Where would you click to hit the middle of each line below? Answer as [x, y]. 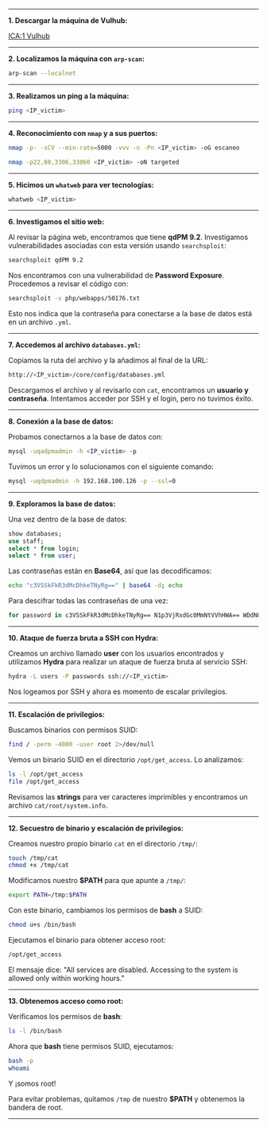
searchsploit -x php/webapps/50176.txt [74, 299]
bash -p [21, 1061]
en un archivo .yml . [40, 322]
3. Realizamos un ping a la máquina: [69, 95]
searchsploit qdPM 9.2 [46, 260]
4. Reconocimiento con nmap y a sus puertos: [83, 133]
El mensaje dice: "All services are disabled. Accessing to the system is [123, 970]
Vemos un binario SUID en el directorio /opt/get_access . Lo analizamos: [126, 759]
